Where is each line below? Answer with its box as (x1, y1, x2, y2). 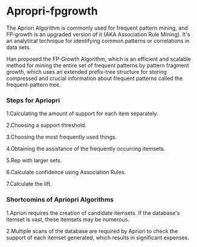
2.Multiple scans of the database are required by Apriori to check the (6, 227, 178, 234)
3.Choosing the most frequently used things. (6, 133, 117, 140)
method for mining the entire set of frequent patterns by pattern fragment (6, 62, 189, 69)
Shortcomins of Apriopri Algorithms (6, 196, 114, 204)
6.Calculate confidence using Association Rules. (6, 168, 126, 176)
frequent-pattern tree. (6, 81, 61, 88)
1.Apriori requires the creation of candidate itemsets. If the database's (6, 209, 180, 216)
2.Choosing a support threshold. (6, 122, 86, 129)
